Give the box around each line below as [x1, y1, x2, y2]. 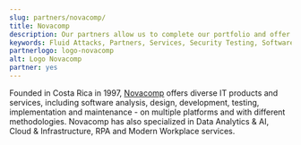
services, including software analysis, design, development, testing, [9, 97, 260, 107]
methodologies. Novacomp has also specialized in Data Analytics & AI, [9, 115, 270, 126]
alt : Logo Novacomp [9, 55, 82, 64]
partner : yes [9, 64, 58, 72]
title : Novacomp [9, 21, 70, 30]
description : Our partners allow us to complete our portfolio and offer [9, 30, 291, 38]
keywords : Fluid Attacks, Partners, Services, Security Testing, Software [9, 38, 295, 47]
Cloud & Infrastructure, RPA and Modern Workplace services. [9, 125, 236, 136]
